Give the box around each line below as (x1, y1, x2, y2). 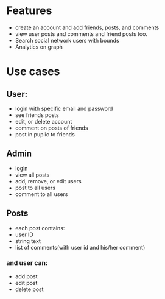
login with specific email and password (15, 105, 113, 112)
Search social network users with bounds (15, 37, 120, 44)
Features (6, 4, 52, 18)
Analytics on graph (15, 43, 63, 51)
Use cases (6, 65, 60, 79)
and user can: (6, 259, 48, 267)
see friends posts (15, 111, 59, 119)
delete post (15, 286, 44, 293)
